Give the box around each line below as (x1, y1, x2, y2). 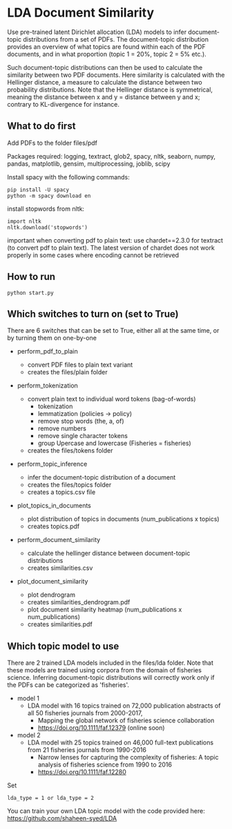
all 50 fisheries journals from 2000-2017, (27, 709, 143, 717)
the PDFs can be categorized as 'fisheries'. (7, 681, 130, 689)
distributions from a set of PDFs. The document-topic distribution (23, 35, 209, 43)
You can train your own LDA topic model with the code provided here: (7, 807, 206, 815)
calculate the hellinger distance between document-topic (27, 549, 191, 557)
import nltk (7, 218, 41, 225)
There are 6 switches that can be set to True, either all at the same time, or (7, 326, 220, 335)
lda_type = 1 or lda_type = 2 (7, 795, 95, 802)
